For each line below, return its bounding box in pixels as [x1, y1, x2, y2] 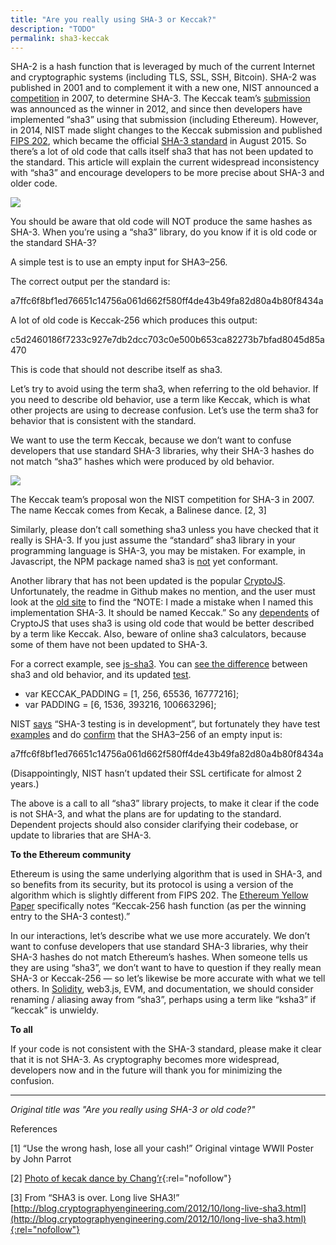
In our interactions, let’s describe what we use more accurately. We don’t [10, 930, 310, 942]
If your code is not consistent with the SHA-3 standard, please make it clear [10, 1043, 322, 1055]
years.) [10, 778, 40, 790]
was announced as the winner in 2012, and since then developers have [10, 103, 303, 115]
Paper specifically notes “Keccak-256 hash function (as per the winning [10, 900, 307, 912]
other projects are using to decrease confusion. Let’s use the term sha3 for [10, 404, 319, 416]
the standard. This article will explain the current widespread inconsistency [10, 156, 320, 168]
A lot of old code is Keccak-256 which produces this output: [10, 314, 258, 326]
